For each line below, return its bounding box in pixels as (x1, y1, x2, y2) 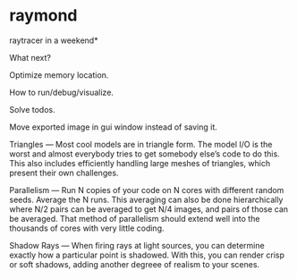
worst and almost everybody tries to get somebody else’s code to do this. (9, 148, 280, 159)
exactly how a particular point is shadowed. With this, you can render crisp (9, 249, 284, 260)
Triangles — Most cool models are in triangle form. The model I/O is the (9, 139, 273, 149)
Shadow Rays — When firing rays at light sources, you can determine (9, 240, 266, 250)
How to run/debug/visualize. (9, 87, 115, 97)
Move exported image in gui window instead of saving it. (9, 122, 217, 132)
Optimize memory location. (9, 69, 109, 80)
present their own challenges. (9, 167, 119, 178)
